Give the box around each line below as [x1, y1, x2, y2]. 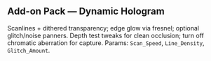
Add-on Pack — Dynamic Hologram [7, 6, 165, 17]
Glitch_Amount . [7, 46, 50, 54]
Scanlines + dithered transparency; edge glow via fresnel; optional [7, 24, 200, 32]
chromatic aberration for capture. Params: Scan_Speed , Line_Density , [7, 38, 205, 47]
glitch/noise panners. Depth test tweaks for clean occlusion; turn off [7, 31, 205, 40]
